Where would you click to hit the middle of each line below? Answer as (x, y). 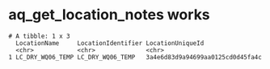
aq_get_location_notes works (109, 15)
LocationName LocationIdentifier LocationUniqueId (110, 43)
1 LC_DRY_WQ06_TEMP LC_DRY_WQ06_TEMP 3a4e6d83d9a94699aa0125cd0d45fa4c (135, 57)
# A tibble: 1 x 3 (39, 36)
